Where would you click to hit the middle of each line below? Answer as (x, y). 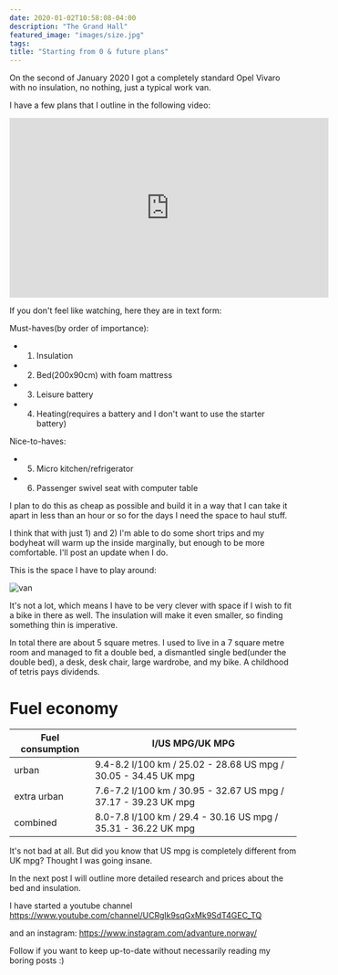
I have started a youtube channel (71, 906)
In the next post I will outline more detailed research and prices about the (147, 878)
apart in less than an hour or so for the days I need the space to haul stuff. (149, 516)
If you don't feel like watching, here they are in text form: (116, 310)
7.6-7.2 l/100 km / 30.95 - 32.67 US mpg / (189, 791)
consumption (50, 750)
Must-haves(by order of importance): (79, 329)
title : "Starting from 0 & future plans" (89, 52)
